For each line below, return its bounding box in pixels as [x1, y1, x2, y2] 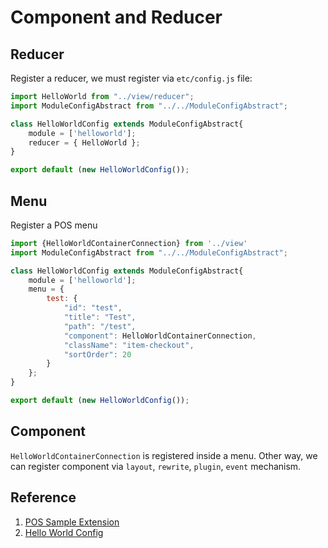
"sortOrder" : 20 [63, 349, 132, 360]
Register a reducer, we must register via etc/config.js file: [10, 72, 253, 84]
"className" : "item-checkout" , [63, 340, 195, 350]
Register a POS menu [10, 219, 98, 231]
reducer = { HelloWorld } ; [28, 137, 141, 148]
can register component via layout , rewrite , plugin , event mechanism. [10, 460, 302, 472]
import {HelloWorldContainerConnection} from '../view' [10, 238, 248, 248]
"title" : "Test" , [63, 312, 137, 323]
